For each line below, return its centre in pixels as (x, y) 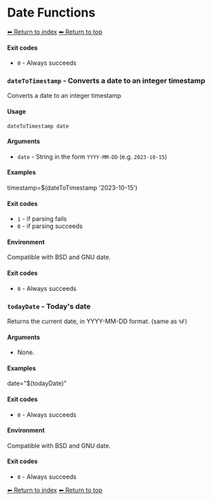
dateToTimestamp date (38, 126)
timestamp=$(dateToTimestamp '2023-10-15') (72, 188)
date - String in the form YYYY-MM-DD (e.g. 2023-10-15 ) (92, 156)
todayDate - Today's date (49, 306)
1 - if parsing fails (42, 219)
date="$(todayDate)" (37, 383)
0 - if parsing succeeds (50, 226)
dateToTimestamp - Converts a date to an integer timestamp (106, 81)
